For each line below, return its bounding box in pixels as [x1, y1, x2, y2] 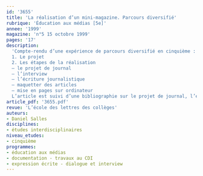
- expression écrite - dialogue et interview [6, 161, 123, 167]
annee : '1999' [6, 25, 42, 32]
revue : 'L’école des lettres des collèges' [6, 104, 118, 111]
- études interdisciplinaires [6, 127, 83, 133]
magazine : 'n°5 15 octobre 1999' [6, 31, 91, 37]
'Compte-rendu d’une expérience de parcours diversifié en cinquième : [11, 48, 196, 54]
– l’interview [11, 71, 47, 77]
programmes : [6, 143, 36, 150]
